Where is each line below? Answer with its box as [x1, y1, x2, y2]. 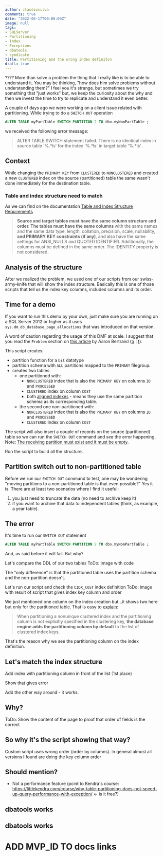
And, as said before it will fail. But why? [5, 551, 84, 557]
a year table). [12, 506, 39, 511]
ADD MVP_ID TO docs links [5, 841, 117, 852]
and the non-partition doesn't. [5, 575, 66, 581]
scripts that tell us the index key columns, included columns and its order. [5, 286, 152, 292]
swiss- [140, 276, 154, 282]
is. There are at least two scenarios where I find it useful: [5, 486, 119, 492]
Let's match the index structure [5, 657, 103, 666]
